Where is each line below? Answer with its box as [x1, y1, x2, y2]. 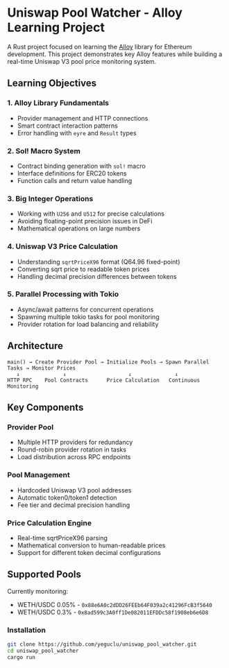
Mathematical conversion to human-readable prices [17, 541, 166, 549]
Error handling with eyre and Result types [17, 128, 137, 137]
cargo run [7, 653, 36, 660]
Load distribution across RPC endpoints [17, 453, 131, 461]
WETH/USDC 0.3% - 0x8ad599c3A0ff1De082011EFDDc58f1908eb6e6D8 [17, 608, 209, 616]
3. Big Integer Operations [7, 194, 94, 203]
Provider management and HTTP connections [17, 114, 149, 122]
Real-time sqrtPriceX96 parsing [17, 533, 108, 542]
